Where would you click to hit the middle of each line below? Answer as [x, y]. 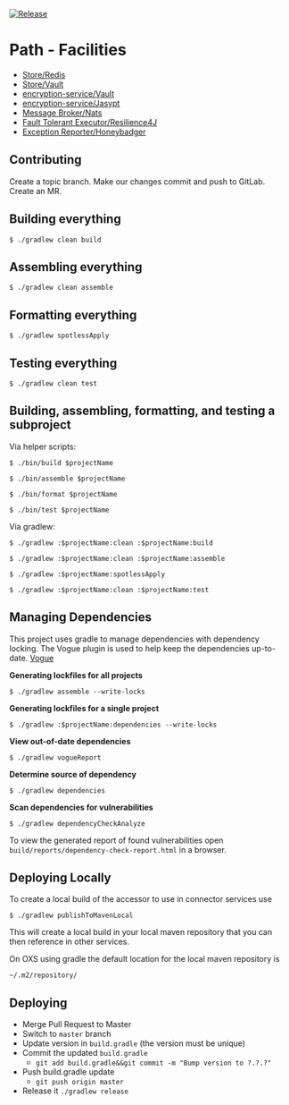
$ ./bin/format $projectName [63, 494]
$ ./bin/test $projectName [59, 510]
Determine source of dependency [73, 774]
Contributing [45, 160]
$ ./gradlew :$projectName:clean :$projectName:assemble [117, 558]
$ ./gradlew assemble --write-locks [77, 692]
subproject [40, 425]
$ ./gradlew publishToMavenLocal [71, 916]
